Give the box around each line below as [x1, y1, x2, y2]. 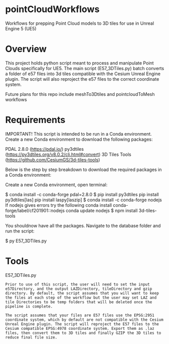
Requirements [5, 114, 66, 126]
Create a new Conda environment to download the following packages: [5, 136, 153, 142]
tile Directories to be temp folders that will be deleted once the [5, 299, 152, 305]
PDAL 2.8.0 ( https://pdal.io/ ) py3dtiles [5, 146, 84, 152]
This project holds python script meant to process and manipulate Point [5, 60, 154, 66]
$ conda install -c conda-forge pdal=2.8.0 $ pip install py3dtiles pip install [5, 191, 159, 197]
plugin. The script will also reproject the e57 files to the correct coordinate [5, 76, 159, 82]
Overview [5, 43, 47, 55]
